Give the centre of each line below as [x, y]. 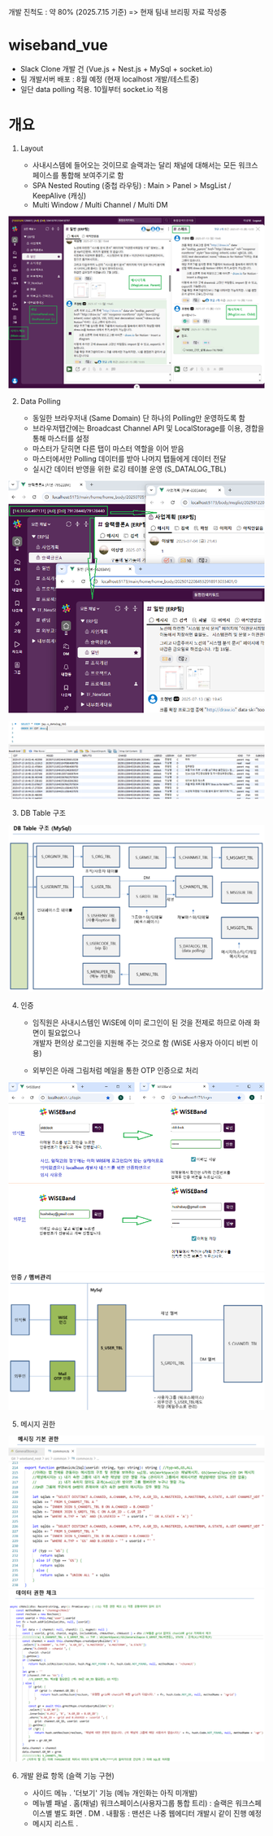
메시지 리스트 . [55, 1823]
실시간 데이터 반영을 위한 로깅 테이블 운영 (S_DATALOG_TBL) [130, 469]
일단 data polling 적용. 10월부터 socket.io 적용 [94, 89]
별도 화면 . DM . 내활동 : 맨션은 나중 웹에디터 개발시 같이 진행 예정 [158, 1813]
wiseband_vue [58, 45]
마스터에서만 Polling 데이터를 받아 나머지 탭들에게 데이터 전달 [129, 459]
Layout [32, 148]
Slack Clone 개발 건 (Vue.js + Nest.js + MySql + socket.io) [116, 68]
